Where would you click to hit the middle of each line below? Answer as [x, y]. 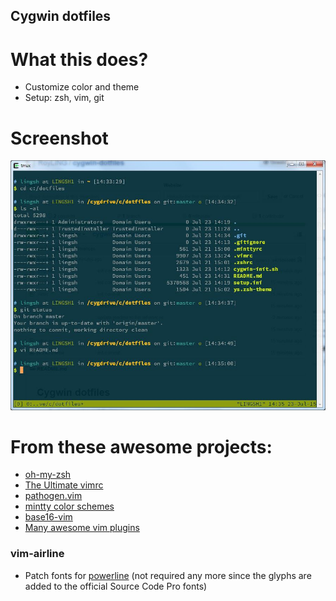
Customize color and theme [82, 87]
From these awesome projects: [141, 446]
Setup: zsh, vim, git [64, 98]
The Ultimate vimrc [64, 485]
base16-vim [48, 517]
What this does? [79, 59]
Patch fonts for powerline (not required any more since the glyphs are [168, 575]
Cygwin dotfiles [61, 16]
